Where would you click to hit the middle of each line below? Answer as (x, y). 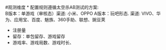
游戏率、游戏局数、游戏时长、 (43, 43)
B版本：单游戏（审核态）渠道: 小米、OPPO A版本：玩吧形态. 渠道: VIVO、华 (83, 13)
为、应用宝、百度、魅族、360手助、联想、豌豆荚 (55, 20)
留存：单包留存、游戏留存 (39, 36)
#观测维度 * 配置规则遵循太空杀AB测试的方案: (52, 7)
